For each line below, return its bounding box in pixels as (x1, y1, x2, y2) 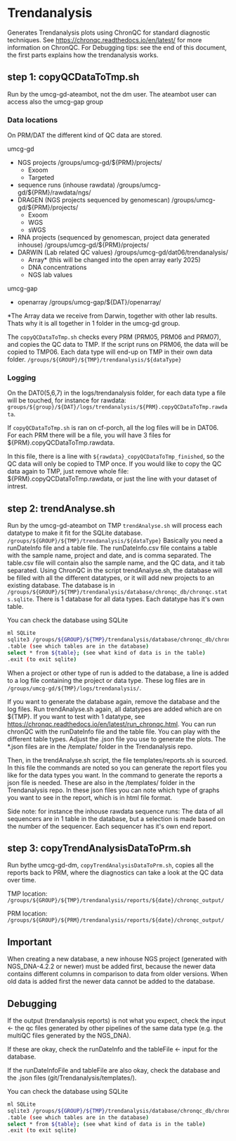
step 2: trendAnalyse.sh (7, 502, 116, 514)
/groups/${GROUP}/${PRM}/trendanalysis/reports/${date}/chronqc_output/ (7, 917, 225, 924)
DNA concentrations (27, 263, 87, 272)
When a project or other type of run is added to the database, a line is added (7, 668, 229, 677)
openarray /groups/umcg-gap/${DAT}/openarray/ (17, 298, 162, 307)
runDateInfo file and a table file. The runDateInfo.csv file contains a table (7, 544, 218, 553)
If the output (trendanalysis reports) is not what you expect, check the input (7, 1016, 226, 1025)
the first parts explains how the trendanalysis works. (7, 51, 159, 59)
